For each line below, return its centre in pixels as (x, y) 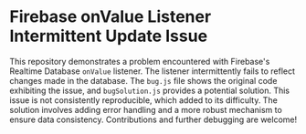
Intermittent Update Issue (109, 36)
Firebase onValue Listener (111, 17)
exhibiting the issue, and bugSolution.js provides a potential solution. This (150, 90)
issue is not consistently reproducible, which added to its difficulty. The (144, 100)
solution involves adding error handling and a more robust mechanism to (146, 109)
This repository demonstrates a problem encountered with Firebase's (140, 61)
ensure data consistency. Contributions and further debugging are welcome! (153, 119)
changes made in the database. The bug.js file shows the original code (143, 80)
